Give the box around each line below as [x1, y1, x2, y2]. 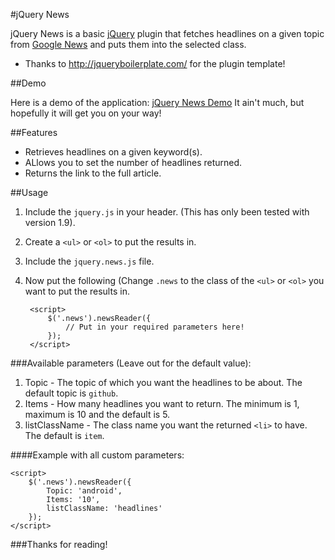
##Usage [10, 187, 49, 198]
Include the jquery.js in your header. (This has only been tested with [24, 206, 310, 218]
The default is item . [24, 430, 105, 441]
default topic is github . [24, 387, 119, 399]
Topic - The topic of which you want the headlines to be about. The [24, 377, 303, 388]
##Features [10, 127, 58, 138]
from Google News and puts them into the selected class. [10, 39, 247, 50]
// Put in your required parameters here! [65, 322, 245, 332]
